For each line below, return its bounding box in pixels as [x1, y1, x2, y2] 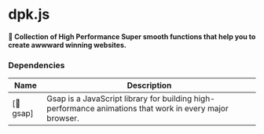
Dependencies [8, 60, 65, 71]
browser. [46, 113, 80, 124]
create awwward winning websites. [8, 40, 127, 49]
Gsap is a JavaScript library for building [46, 93, 192, 104]
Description [126, 80, 172, 91]
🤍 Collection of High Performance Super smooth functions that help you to [8, 31, 256, 41]
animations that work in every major [97, 103, 229, 114]
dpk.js [8, 5, 50, 24]
